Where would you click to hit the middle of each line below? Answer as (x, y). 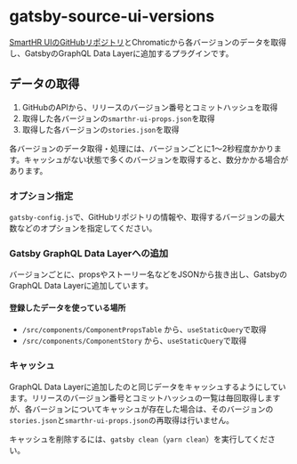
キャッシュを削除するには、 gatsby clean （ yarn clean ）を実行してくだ (139, 439)
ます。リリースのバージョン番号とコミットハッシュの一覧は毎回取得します (145, 397)
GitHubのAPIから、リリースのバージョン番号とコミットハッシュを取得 (150, 107)
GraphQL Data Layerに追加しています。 (81, 286)
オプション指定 (41, 196)
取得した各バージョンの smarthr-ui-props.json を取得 (118, 118)
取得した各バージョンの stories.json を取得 (100, 129)
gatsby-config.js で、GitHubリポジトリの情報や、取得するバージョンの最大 (147, 217)
